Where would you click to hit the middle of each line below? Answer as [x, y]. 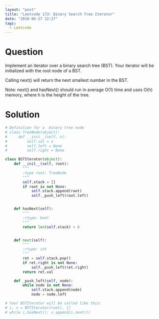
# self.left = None [34, 146]
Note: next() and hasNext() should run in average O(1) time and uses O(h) [79, 90]
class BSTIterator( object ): [34, 159]
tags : [11, 23]
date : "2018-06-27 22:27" [31, 19]
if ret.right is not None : [50, 263]
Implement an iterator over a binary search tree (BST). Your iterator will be [79, 66]
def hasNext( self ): [34, 209]
